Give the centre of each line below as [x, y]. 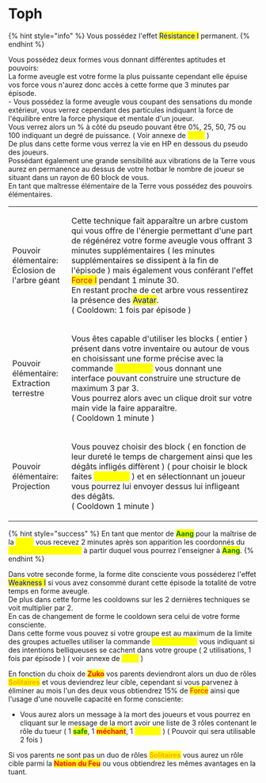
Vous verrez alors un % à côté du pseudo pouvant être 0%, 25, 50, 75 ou [127, 127]
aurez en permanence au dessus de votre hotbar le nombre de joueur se [126, 169]
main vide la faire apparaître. [124, 407]
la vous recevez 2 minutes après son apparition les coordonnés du [127, 542]
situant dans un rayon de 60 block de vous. [79, 177]
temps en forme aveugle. [49, 590]
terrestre [28, 393]
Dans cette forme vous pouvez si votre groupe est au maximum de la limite [130, 633]
